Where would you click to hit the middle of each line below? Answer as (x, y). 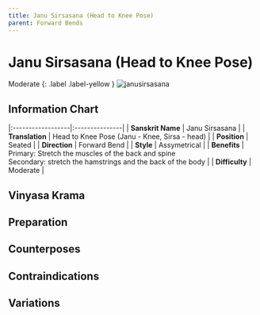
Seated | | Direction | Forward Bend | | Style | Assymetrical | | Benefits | (126, 145)
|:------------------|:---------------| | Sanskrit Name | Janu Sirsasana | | (127, 129)
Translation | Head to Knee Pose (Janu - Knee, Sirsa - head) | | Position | (128, 136)
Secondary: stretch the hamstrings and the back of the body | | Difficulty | (130, 162)
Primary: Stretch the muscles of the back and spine (92, 154)
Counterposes (44, 250)
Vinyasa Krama (47, 195)
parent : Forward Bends (46, 23)
